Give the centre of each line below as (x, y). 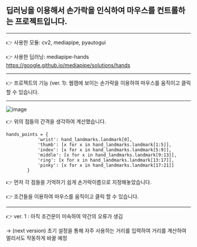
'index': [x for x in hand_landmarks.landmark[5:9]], (104, 150)
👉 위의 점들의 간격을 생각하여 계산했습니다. (56, 121)
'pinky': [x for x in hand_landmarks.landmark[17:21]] (106, 165)
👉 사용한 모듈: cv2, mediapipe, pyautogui (56, 42)
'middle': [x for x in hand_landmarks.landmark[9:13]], (107, 155)
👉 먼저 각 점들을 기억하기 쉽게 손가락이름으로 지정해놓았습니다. (79, 182)
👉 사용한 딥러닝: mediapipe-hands (47, 56)
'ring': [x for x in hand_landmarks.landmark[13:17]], (106, 160)
